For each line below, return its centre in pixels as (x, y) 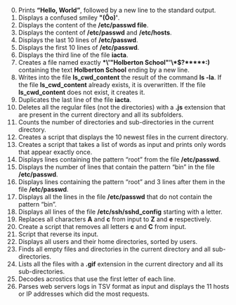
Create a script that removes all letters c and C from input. (102, 227)
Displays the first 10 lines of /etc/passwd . (79, 47)
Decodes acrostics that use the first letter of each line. (97, 279)
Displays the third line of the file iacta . (73, 55)
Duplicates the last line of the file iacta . (75, 100)
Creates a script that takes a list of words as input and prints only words (122, 144)
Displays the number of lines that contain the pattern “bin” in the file (116, 167)
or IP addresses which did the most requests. (84, 294)
